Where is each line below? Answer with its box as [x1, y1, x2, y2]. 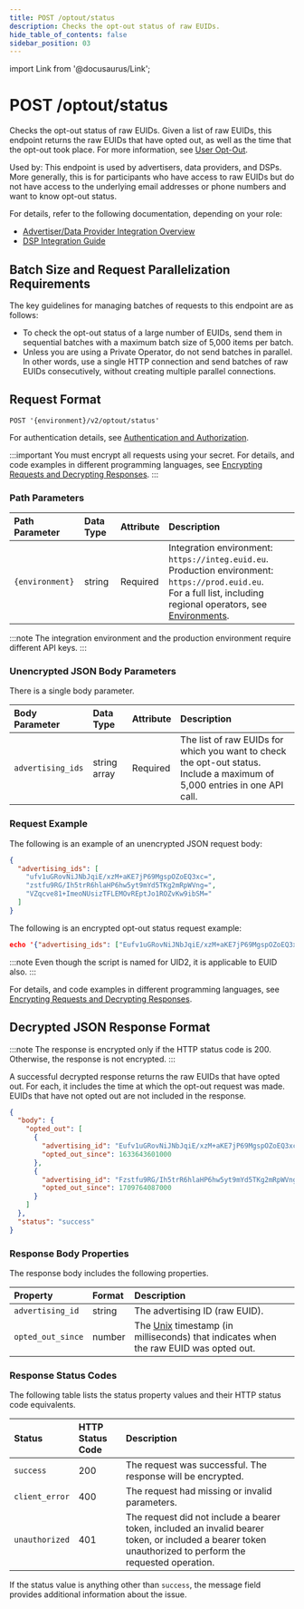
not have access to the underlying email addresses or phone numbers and [9, 181, 287, 192]
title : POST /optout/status [9, 13, 116, 23]
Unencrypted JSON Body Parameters [9, 665, 176, 678]
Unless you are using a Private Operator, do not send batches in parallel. [22, 346, 293, 357]
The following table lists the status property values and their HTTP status [9, 1390, 282, 1401]
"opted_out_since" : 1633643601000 [42, 1149, 172, 1158]
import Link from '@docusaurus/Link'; [9, 63, 151, 74]
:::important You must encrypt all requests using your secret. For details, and [9, 450, 295, 460]
